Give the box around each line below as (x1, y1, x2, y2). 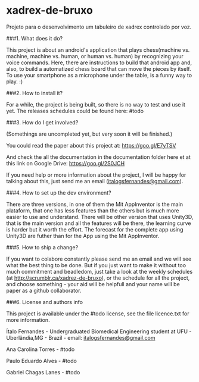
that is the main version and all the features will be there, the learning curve (6, 220, 191, 227)
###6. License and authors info (6, 298, 83, 305)
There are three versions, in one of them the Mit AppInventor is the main (6, 201, 184, 208)
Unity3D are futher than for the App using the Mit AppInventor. (6, 232, 160, 239)
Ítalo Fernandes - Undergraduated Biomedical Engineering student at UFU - (6, 328, 192, 335)
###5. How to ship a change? (6, 243, 79, 251)
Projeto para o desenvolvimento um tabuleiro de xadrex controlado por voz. (6, 23, 192, 30)
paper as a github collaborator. (6, 287, 82, 294)
